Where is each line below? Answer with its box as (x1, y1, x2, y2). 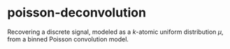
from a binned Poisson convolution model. (7, 35, 129, 43)
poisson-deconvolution (7, 5, 147, 21)
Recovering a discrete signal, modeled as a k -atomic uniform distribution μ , (7, 28, 224, 36)
